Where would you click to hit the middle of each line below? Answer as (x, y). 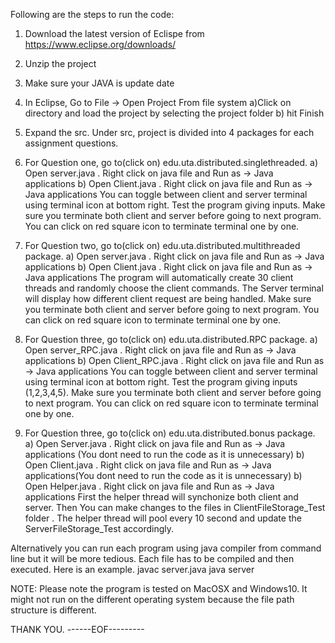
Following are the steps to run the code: (92, 14)
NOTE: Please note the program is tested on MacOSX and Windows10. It (159, 588)
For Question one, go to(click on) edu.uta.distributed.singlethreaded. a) (171, 162)
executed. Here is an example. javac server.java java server (132, 569)
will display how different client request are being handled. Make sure (168, 298)
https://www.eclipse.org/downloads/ (100, 44)
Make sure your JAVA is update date (99, 83)
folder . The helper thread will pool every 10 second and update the (163, 518)
